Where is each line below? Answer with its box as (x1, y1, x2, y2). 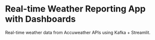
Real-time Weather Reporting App (5, 3, 146, 14)
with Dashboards (5, 13, 76, 25)
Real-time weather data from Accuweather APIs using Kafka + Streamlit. (5, 29, 151, 35)
